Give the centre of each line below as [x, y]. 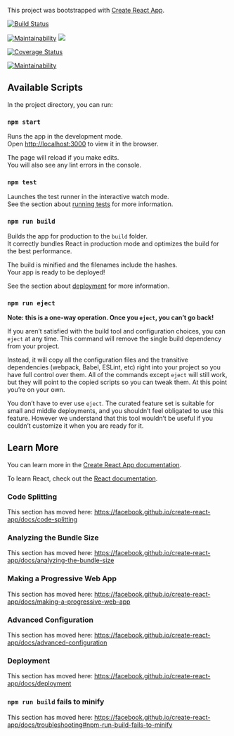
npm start [24, 122]
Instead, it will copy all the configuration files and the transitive [98, 360]
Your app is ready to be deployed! [56, 272]
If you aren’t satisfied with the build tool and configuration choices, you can [117, 331]
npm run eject [31, 303]
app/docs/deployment [39, 684]
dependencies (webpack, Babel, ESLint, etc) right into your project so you [114, 367]
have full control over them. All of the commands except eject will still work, [117, 375]
